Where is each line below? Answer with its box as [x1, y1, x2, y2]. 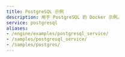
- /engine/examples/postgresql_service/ [6, 31, 109, 37]
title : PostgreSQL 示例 [6, 8, 64, 15]
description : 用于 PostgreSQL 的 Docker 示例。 [6, 14, 122, 20]
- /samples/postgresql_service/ [6, 36, 87, 42]
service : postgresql [6, 20, 58, 26]
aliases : [6, 25, 28, 31]
